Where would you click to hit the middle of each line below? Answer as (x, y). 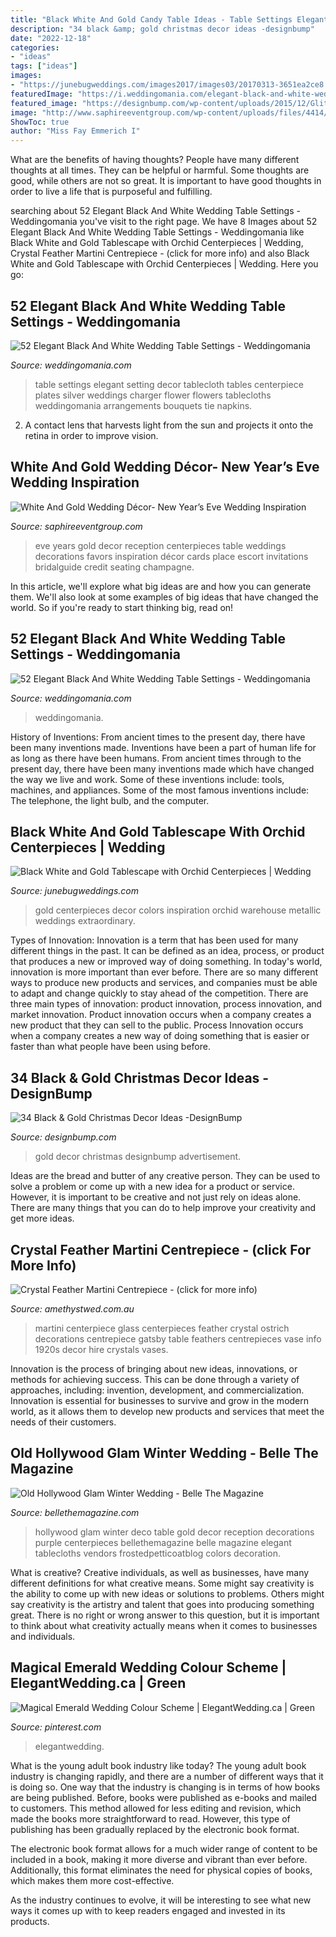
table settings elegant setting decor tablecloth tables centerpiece (169, 384)
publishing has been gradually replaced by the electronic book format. (155, 1829)
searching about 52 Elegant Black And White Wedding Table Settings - (155, 211)
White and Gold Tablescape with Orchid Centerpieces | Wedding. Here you (164, 264)
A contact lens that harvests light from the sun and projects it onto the (169, 425)
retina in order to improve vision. (91, 435)
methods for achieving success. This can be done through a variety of (155, 1379)
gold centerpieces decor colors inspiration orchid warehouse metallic (178, 910)
